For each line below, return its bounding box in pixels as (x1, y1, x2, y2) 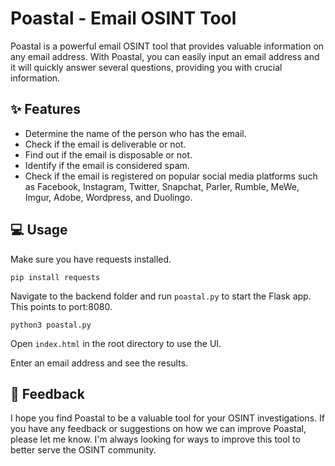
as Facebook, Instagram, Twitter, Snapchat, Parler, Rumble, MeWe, (24, 180, 300, 192)
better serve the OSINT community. (10, 444, 157, 456)
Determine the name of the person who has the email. (24, 127, 247, 139)
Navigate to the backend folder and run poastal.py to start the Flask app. (10, 290, 312, 302)
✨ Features (10, 101, 81, 118)
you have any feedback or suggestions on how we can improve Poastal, (10, 423, 307, 435)
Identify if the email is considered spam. (24, 159, 190, 171)
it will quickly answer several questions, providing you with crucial (10, 61, 283, 73)
